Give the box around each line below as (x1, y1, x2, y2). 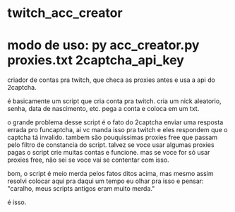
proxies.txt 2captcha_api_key (7, 52, 185, 69)
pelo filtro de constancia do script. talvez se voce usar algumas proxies (7, 141, 215, 149)
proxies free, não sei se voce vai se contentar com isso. (7, 155, 169, 164)
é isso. (7, 198, 27, 206)
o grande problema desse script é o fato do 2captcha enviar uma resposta (7, 118, 224, 126)
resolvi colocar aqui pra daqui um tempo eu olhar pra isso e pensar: (7, 177, 204, 185)
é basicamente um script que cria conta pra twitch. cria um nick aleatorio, (7, 97, 222, 105)
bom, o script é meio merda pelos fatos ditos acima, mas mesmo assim (7, 170, 214, 178)
